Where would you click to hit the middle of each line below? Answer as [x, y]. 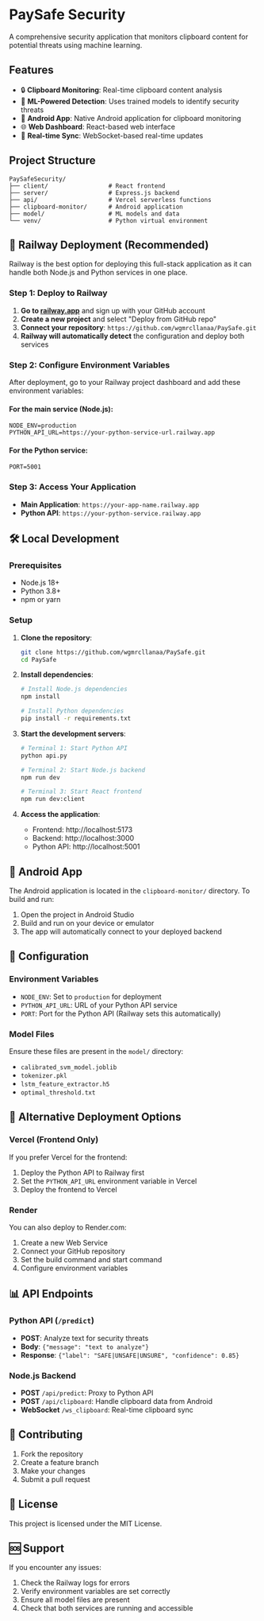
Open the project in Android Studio [77, 914]
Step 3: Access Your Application [73, 487]
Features [31, 70]
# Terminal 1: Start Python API [74, 748]
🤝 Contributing [46, 1434]
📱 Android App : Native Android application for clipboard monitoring [131, 118]
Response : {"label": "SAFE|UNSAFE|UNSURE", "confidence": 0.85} [130, 1355]
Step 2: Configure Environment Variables [90, 365]
